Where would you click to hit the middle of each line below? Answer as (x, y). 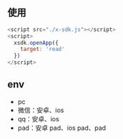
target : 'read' (43, 49)
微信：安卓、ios (41, 110)
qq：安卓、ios (38, 118)
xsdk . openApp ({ (36, 43)
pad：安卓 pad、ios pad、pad (62, 128)
